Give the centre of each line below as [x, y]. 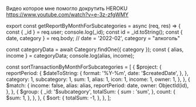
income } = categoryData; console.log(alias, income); [70, 56]
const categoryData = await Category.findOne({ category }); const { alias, [95, 49]
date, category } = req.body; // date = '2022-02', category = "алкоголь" [93, 38]
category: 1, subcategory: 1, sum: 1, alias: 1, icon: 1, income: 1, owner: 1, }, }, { [98, 79]
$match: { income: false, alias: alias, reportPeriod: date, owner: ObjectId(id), [97, 85]
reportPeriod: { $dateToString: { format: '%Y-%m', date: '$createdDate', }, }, [97, 73]
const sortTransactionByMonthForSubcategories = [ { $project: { [84, 67]
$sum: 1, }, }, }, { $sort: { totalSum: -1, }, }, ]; [59, 98]
